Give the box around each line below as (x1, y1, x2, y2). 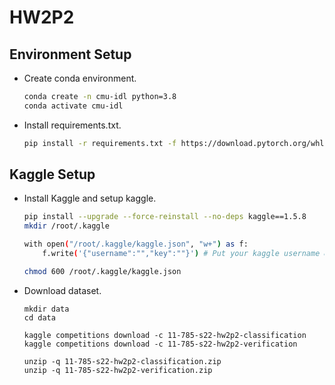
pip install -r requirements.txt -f (23, 138, 177, 148)
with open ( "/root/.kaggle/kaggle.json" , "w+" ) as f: (23, 239, 249, 250)
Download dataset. (23, 284, 102, 296)
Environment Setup (9, 46, 132, 63)
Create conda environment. (23, 72, 137, 84)
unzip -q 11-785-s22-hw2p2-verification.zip (23, 365, 213, 375)
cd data (23, 312, 56, 323)
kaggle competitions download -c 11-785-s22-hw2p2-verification (23, 339, 298, 349)
